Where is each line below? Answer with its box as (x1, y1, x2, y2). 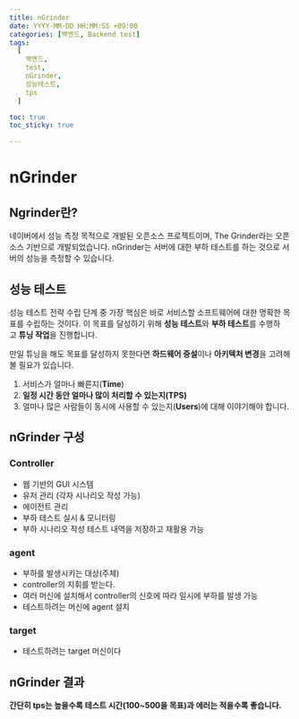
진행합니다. (58, 329, 98, 340)
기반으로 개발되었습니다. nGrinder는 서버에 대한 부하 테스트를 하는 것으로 (25, 242, 280, 253)
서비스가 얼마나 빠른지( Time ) (21, 378, 124, 389)
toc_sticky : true (9, 121, 74, 130)
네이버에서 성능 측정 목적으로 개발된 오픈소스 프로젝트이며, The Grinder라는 (9, 230, 274, 242)
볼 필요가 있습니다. (9, 359, 74, 370)
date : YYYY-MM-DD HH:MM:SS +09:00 (9, 21, 139, 30)
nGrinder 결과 (9, 674, 85, 689)
